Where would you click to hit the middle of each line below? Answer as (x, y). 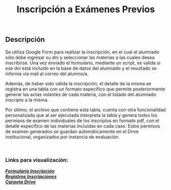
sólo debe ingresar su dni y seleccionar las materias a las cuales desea (80, 57)
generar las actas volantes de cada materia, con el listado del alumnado (81, 94)
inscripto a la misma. (27, 100)
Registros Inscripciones (31, 177)
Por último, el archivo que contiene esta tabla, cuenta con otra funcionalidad (86, 110)
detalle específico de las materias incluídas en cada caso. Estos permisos (83, 126)
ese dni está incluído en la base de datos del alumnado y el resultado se (81, 68)
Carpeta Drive (21, 182)
